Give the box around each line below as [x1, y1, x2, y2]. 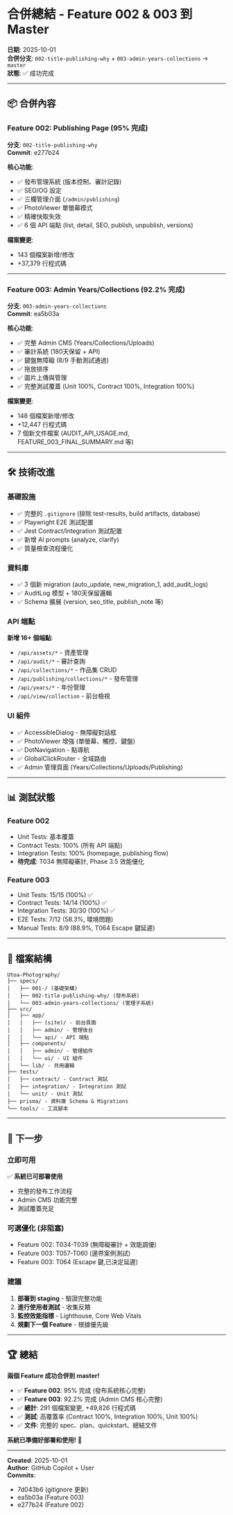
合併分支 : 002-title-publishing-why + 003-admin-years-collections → [7, 54, 209, 63]
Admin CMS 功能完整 [17, 1195, 78, 1204]
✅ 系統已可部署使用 [7, 1172, 63, 1180]
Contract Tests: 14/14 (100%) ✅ [17, 899, 107, 907]
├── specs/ [7, 978, 39, 985]
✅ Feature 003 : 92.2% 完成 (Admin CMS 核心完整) [17, 1395, 163, 1404]
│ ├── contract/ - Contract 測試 [7, 1076, 108, 1083]
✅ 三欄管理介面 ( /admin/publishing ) [17, 195, 120, 203]
